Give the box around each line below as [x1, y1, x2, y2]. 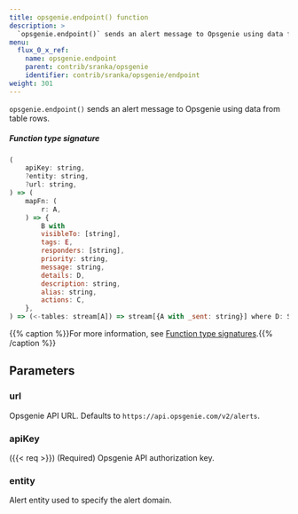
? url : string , [25, 180, 77, 189]
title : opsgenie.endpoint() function [9, 12, 149, 22]
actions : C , [41, 296, 86, 304]
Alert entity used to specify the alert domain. [9, 494, 173, 506]
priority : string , [41, 255, 109, 264]
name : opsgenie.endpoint [25, 54, 117, 63]
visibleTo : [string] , [41, 230, 122, 239]
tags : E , [41, 238, 74, 247]
